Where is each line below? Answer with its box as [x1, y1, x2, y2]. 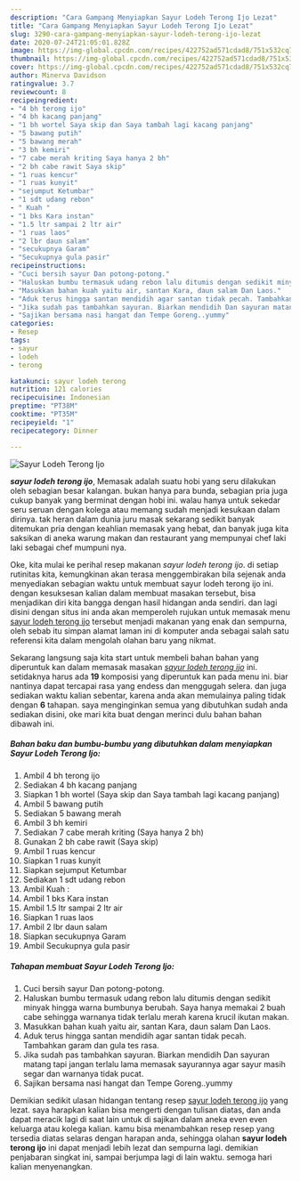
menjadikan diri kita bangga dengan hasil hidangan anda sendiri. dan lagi [10, 597, 278, 608]
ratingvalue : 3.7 [10, 79, 75, 88]
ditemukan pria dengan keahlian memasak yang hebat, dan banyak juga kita [10, 522, 288, 534]
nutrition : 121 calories [10, 384, 102, 394]
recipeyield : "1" [10, 417, 75, 427]
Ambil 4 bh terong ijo [22, 771, 101, 781]
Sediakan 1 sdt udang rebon [22, 874, 126, 886]
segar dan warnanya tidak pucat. [22, 1069, 144, 1080]
